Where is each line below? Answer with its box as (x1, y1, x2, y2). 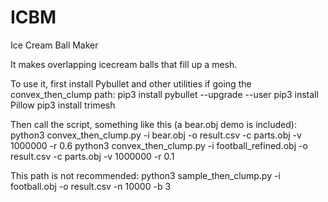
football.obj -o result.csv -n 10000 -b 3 (10, 180, 172, 192)
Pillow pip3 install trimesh (10, 99, 116, 111)
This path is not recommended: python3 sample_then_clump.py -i (10, 169, 281, 181)
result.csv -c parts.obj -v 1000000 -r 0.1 (10, 150, 175, 162)
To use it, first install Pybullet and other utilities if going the (10, 77, 252, 90)
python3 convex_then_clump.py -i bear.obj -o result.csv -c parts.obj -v (10, 129, 302, 141)
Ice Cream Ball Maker (10, 39, 99, 51)
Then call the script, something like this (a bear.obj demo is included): (10, 118, 297, 130)
